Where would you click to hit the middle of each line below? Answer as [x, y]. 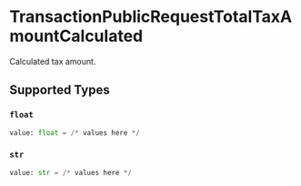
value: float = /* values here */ [75, 133]
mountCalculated [76, 36]
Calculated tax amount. [53, 61]
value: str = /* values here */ [70, 172]
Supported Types [60, 90]
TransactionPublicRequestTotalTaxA [151, 17]
